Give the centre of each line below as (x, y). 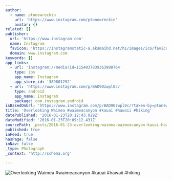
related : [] (18, 29)
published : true (23, 130)
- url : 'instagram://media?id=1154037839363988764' (66, 67)
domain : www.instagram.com (39, 53)
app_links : (17, 63)
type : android (29, 91)
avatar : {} (26, 24)
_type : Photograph (25, 149)
